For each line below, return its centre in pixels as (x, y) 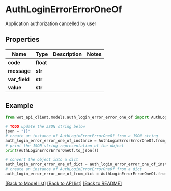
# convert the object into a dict (42, 159)
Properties (22, 40)
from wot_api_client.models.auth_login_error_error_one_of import (77, 117)
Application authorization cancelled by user (51, 23)
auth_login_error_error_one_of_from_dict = (52, 174)
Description (67, 54)
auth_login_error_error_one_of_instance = (51, 141)
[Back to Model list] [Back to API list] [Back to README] (64, 184)
